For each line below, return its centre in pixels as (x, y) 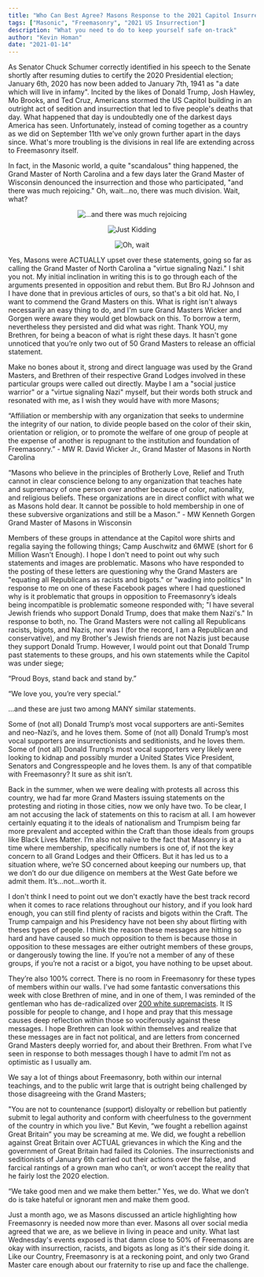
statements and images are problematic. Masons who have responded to (126, 563)
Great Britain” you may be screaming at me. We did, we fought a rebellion (127, 1134)
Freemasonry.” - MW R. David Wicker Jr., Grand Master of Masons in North (130, 450)
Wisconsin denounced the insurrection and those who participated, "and (126, 182)
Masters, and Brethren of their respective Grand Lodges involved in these (127, 376)
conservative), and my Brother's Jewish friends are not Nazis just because (129, 638)
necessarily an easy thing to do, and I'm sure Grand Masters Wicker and (125, 310)
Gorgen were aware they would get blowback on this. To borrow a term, (125, 318)
